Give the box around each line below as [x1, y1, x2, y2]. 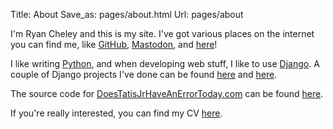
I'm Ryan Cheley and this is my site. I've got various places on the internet [10, 28, 315, 39]
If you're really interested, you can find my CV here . [10, 107, 223, 119]
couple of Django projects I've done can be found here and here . [10, 69, 278, 80]
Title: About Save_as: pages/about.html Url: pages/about [10, 9, 244, 20]
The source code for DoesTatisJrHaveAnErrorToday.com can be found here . [10, 88, 324, 99]
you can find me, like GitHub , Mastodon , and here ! [10, 39, 218, 50]
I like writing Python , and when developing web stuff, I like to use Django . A [10, 58, 320, 69]
